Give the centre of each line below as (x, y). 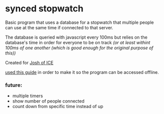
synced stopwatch (44, 9)
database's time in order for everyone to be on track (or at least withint (78, 42)
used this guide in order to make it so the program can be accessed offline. (82, 72)
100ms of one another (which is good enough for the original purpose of (79, 48)
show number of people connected (48, 101)
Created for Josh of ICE (29, 62)
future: (14, 85)
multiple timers (28, 96)
